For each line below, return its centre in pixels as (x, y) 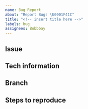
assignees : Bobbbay (25, 29)
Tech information (32, 66)
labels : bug (17, 24)
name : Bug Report (23, 10)
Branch (17, 83)
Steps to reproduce (36, 100)
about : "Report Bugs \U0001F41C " (40, 15)
